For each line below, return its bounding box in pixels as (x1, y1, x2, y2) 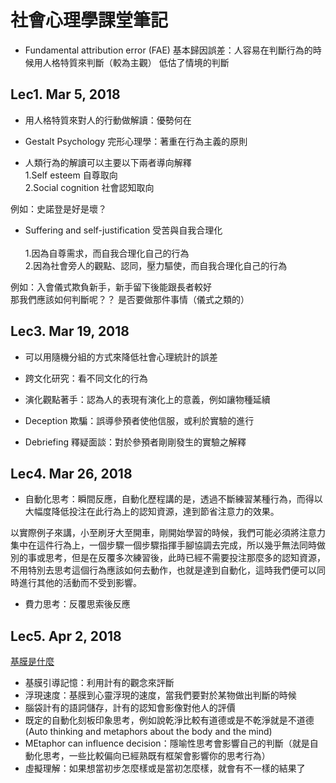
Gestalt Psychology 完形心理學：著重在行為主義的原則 (24, 135, 248, 147)
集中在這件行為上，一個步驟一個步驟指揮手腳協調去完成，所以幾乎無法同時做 (10, 539, 326, 551)
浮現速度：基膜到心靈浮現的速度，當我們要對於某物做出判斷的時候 (24, 689, 297, 701)
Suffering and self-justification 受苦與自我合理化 (24, 224, 223, 236)
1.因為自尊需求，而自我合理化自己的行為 (24, 247, 190, 259)
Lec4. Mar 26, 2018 (10, 465, 133, 482)
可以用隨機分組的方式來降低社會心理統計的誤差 (24, 351, 218, 363)
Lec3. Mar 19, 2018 (10, 323, 130, 340)
